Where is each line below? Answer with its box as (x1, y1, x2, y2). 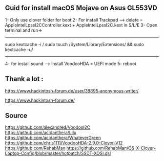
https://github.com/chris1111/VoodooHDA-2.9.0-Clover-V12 (5, 140, 123, 146)
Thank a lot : (5, 75, 43, 83)
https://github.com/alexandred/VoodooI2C (5, 124, 90, 130)
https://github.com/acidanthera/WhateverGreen (5, 135, 101, 141)
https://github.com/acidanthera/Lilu (5, 130, 77, 136)
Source (5, 112, 28, 120)
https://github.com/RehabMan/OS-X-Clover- (66, 145, 156, 151)
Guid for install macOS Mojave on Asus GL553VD (5, 4, 158, 12)
